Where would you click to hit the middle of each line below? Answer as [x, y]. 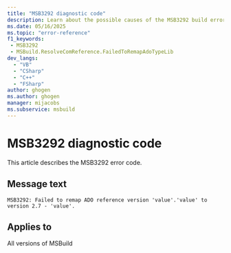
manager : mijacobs [33, 103]
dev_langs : [23, 58]
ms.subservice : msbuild [41, 109]
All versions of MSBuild [40, 243]
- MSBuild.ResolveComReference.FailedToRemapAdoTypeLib [92, 52]
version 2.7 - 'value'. [41, 206]
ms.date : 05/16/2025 [37, 26]
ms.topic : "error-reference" [49, 33]
